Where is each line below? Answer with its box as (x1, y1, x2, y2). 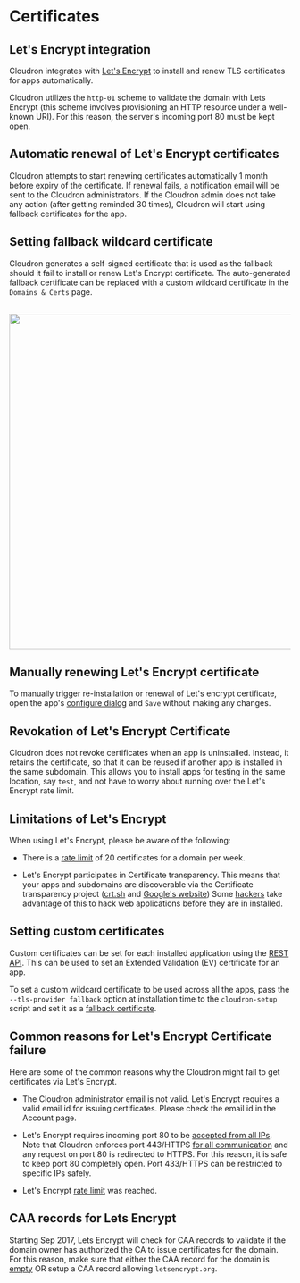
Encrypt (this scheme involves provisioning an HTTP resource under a (9, 102, 267, 113)
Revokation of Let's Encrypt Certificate (9, 724, 231, 739)
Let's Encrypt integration (9, 42, 152, 57)
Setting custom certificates (9, 924, 165, 939)
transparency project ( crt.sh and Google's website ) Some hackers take (21, 889, 283, 900)
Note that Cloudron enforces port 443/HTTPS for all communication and (21, 1139, 288, 1150)
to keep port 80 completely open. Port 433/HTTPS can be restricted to (21, 1158, 283, 1169)
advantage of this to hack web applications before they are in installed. (21, 898, 283, 909)
